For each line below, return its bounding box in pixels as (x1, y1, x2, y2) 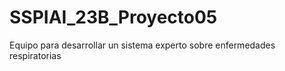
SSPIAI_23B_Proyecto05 (9, 6, 218, 29)
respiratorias (9, 49, 62, 61)
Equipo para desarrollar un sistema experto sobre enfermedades (9, 39, 276, 51)
